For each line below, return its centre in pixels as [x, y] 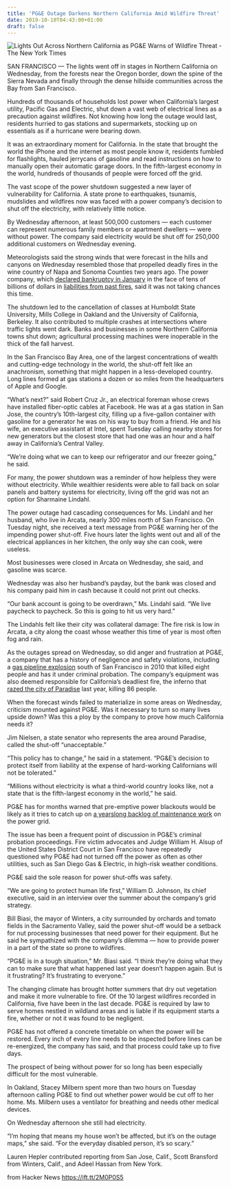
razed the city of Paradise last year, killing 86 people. [82, 689]
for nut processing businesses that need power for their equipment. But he [113, 933]
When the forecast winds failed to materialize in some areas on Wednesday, [114, 702]
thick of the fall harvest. [41, 344]
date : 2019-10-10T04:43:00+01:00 [55, 20]
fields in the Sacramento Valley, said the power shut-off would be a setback [114, 926]
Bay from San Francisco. [42, 88]
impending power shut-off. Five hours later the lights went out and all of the [114, 534]
